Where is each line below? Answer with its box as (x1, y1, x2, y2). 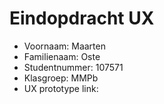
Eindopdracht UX (9, 7, 155, 30)
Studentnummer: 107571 (23, 61, 124, 73)
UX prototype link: (23, 82, 99, 94)
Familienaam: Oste (23, 50, 101, 62)
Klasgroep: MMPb (23, 72, 99, 84)
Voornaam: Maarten (23, 40, 106, 52)
